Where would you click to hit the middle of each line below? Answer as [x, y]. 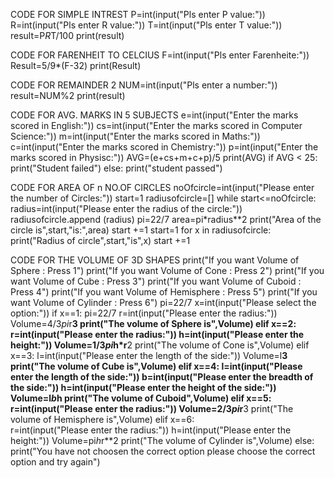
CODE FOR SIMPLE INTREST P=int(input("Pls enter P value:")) [138, 14]
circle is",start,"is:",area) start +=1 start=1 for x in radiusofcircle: [141, 230]
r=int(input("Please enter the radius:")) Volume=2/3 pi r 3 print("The [152, 408]
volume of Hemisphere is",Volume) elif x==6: [102, 419]
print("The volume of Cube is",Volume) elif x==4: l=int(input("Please [156, 366]
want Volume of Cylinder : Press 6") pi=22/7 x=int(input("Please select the [163, 302]
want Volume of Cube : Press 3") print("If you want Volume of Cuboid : [156, 281]
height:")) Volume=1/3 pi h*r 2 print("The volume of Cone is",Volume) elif [160, 345]
